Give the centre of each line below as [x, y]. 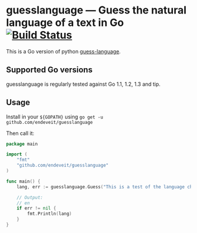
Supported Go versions [49, 70]
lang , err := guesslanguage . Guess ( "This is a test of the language [101, 187]
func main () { [23, 181]
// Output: [30, 197]
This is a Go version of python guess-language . [64, 51]
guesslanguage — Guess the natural [96, 10]
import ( [17, 154]
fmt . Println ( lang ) [50, 214]
